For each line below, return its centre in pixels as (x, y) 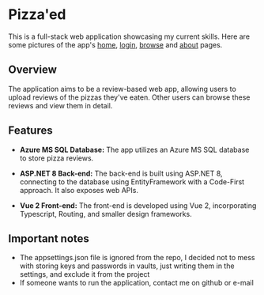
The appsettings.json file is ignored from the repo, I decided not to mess (137, 258)
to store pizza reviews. (57, 158)
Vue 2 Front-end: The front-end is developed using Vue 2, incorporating (138, 205)
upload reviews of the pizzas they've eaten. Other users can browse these (129, 97)
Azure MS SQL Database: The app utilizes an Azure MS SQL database (134, 149)
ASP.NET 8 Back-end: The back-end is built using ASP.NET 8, (121, 173)
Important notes (49, 238)
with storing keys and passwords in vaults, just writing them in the (127, 266)
